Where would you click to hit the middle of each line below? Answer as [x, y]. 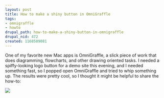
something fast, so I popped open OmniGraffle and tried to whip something [81, 71]
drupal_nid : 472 [22, 37]
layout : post [18, 10]
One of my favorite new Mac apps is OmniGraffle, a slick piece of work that [81, 55]
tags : [11, 19]
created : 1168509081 [26, 41]
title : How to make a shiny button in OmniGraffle [58, 14]
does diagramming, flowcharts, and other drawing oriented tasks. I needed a [82, 60]
